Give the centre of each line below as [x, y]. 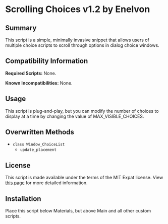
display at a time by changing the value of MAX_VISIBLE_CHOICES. [75, 116]
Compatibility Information [47, 61]
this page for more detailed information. [46, 183]
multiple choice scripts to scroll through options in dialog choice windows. [82, 45]
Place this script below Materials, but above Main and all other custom [78, 211]
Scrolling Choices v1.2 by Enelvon [78, 9]
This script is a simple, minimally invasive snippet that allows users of [77, 40]
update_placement [38, 150]
